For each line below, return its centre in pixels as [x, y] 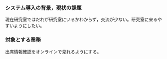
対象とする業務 [23, 40]
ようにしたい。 [29, 26]
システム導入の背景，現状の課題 [43, 7]
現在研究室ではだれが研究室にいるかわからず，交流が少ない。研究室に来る [82, 20]
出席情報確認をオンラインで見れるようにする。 [53, 52]
